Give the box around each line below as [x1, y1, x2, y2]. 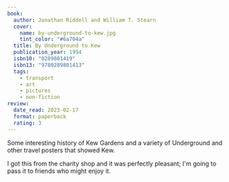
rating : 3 [13, 119, 42, 127]
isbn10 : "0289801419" [13, 55, 76, 62]
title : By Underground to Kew [13, 42, 100, 49]
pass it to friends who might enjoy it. [7, 167, 111, 175]
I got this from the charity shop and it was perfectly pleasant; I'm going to [7, 159, 217, 167]
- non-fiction [19, 94, 60, 101]
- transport [19, 74, 54, 82]
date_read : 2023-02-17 [13, 107, 79, 113]
